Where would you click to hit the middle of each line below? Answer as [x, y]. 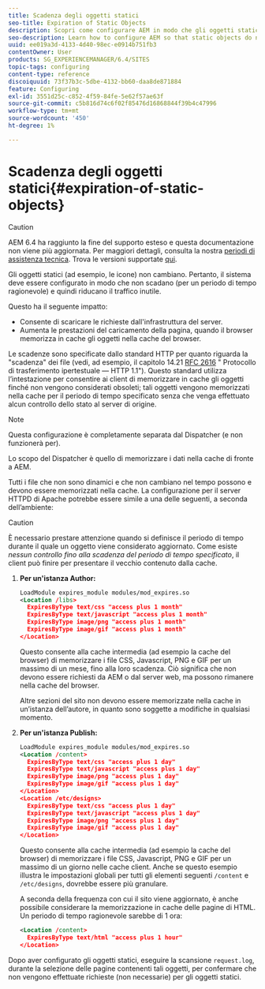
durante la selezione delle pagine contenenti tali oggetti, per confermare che [132, 968]
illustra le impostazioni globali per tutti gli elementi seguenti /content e [134, 875]
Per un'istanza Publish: [58, 732]
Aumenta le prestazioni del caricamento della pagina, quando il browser [136, 330]
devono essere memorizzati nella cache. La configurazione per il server [125, 490]
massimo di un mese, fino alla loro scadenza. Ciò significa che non [128, 669]
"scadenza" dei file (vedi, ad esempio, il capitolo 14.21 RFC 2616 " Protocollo [132, 362]
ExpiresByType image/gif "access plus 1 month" [107, 629]
